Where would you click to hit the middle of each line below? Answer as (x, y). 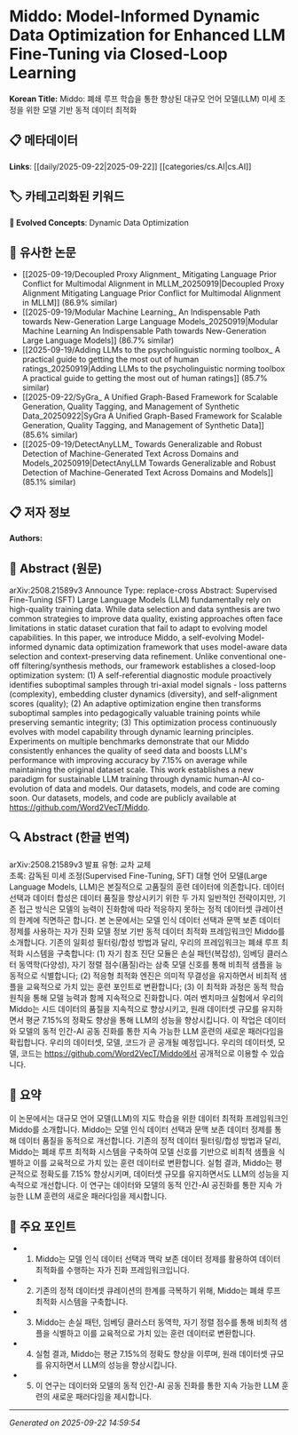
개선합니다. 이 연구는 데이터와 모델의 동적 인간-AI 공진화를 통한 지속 (156, 1184)
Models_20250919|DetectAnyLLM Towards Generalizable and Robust (149, 463)
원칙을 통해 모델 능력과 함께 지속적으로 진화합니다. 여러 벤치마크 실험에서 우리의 (146, 998)
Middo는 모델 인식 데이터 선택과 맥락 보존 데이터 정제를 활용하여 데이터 (158, 1259)
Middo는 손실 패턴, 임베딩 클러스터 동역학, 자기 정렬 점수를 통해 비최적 (157, 1322)
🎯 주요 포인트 (43, 1227)
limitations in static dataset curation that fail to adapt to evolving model (138, 628)
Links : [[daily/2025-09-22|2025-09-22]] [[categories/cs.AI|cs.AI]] (130, 166)
